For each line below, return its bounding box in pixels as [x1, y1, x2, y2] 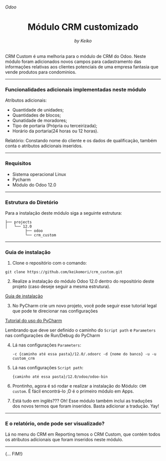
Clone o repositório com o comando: [12, 260, 87, 266]
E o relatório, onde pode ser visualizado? [5, 420, 105, 427]
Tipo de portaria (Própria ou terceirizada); [12, 123, 97, 129]
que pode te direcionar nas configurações [12, 308, 98, 314]
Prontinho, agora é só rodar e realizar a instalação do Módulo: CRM [12, 383, 146, 389]
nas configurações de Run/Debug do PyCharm [5, 333, 100, 339]
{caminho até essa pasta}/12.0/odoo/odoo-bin [12, 374, 108, 379]
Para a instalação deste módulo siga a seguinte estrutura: [5, 210, 122, 216]
